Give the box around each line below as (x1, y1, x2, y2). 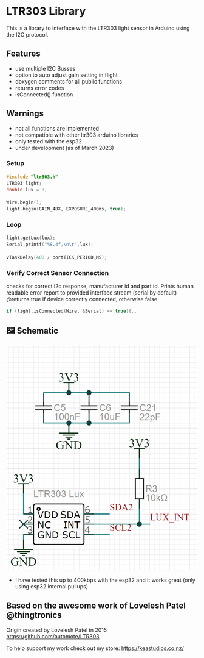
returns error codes (15, 84, 64, 91)
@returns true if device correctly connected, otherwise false (6, 296, 158, 303)
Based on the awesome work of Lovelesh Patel (6, 601, 186, 611)
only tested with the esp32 (15, 137, 82, 145)
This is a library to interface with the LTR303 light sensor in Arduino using (6, 24, 190, 32)
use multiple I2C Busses (15, 65, 76, 72)
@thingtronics (6, 610, 62, 620)
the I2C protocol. (6, 30, 49, 38)
